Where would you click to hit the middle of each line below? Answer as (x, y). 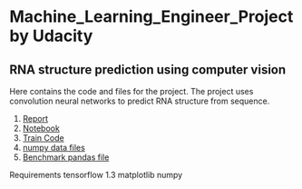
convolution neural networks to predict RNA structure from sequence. (140, 101)
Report (35, 119)
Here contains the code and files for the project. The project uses (132, 91)
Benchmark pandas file (66, 157)
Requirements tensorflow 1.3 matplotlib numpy (96, 175)
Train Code (44, 138)
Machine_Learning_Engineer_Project (151, 17)
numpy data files (54, 148)
